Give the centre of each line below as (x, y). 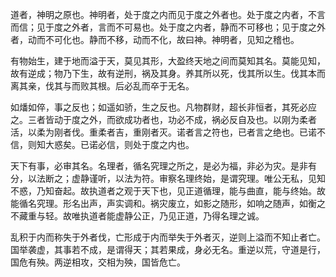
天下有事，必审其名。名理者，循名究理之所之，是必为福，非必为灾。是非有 (163, 166)
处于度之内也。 (163, 144)
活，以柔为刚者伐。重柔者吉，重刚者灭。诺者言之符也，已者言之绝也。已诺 (163, 132)
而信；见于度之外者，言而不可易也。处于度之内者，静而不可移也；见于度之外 (168, 27)
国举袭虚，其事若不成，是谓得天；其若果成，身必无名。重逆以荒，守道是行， (168, 249)
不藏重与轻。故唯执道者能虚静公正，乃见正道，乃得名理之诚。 (137, 216)
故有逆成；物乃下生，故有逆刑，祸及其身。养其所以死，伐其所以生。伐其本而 (168, 73)
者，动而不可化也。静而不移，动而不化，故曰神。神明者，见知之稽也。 (155, 39)
